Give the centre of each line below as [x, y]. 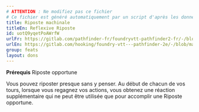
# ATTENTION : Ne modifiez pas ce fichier [59, 11]
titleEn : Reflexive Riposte [41, 28]
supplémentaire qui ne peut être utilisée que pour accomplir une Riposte [94, 96]
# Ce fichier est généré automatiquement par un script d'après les [92, 17]
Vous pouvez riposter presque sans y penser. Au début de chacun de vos [96, 84]
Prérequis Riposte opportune [42, 72]
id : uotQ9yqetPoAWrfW [33, 34]
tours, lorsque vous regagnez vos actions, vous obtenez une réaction [91, 90]
